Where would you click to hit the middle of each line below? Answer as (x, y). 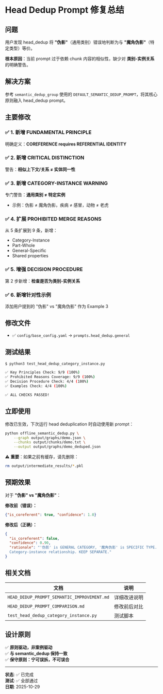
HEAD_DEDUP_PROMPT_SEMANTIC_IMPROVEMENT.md (58, 597)
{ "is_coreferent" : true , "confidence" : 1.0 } (51, 515)
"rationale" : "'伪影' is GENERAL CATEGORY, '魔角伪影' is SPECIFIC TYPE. (83, 548)
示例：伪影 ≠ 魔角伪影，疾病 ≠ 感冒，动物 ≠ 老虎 (60, 205)
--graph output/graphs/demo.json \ (50, 438)
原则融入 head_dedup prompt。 (36, 100)
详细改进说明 (129, 597)
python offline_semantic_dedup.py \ (42, 433)
